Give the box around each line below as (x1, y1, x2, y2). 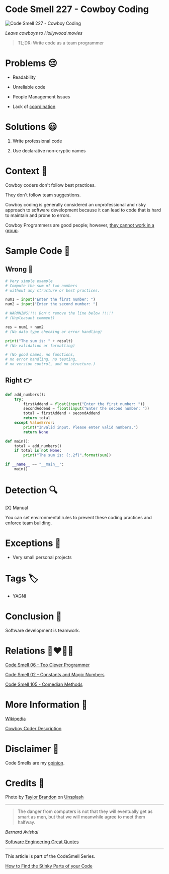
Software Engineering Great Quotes (5, 839, 79, 845)
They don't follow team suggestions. (5, 192, 81, 198)
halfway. (17, 819, 36, 826)
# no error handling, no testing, (5, 357, 78, 362)
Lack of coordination (12, 103, 56, 110)
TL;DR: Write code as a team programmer (17, 39, 104, 46)
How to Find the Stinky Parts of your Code (5, 863, 93, 869)
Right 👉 (5, 376, 32, 385)
